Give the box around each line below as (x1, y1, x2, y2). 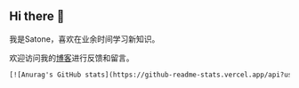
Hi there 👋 (9, 9, 65, 24)
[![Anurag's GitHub (9, 70, 82, 79)
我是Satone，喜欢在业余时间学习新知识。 (9, 33, 160, 44)
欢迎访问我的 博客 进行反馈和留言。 (9, 52, 134, 63)
